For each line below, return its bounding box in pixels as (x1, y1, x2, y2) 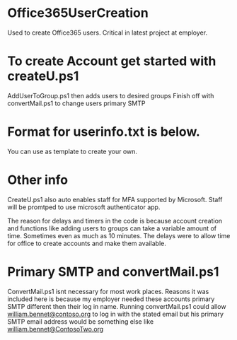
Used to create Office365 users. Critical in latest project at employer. (7, 28, 207, 37)
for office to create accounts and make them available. (7, 239, 166, 247)
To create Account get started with (7, 53, 216, 69)
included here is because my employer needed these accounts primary (7, 295, 215, 303)
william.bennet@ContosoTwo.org (7, 324, 104, 333)
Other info (7, 172, 69, 188)
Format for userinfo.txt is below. (7, 124, 200, 140)
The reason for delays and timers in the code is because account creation (7, 216, 223, 225)
